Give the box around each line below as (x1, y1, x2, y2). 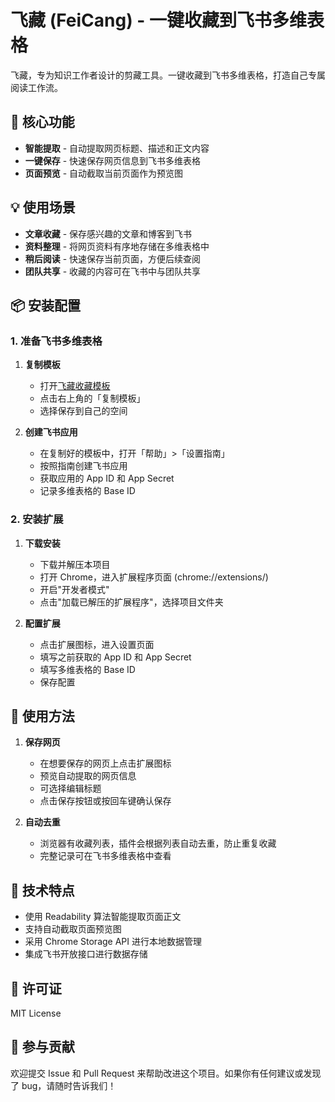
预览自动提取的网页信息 (39, 770, 137, 782)
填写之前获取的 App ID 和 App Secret (39, 651, 192, 663)
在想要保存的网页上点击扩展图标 (39, 757, 172, 770)
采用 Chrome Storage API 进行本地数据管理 (24, 936, 202, 948)
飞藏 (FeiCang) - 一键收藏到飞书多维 (10, 9, 308, 32)
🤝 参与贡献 (10, 1039, 75, 1056)
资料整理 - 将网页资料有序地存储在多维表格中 (24, 240, 210, 252)
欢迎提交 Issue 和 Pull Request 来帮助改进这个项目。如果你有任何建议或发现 (10, 1067, 322, 1079)
